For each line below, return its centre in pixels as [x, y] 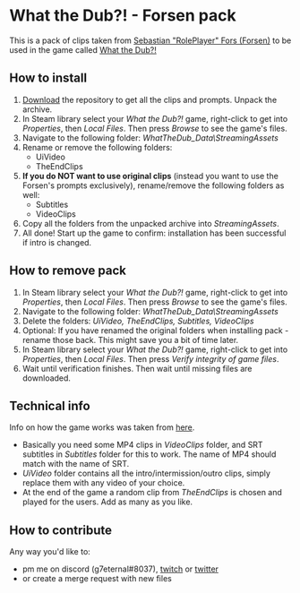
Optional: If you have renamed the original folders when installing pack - [155, 330]
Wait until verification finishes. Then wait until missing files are [137, 368]
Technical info [50, 405]
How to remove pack [68, 271]
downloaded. [47, 378]
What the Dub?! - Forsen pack [123, 16]
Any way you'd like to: [50, 552]
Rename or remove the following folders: [97, 147]
